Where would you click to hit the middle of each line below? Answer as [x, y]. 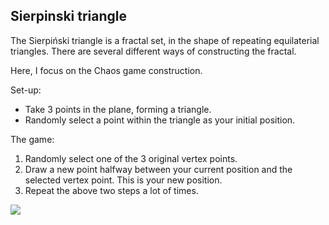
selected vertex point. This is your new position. [123, 180]
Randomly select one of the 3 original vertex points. [131, 158]
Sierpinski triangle [69, 16]
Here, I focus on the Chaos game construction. [106, 70]
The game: [32, 139]
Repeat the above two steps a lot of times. [111, 190]
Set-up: [26, 90]
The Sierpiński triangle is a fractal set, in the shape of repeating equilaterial [165, 40]
